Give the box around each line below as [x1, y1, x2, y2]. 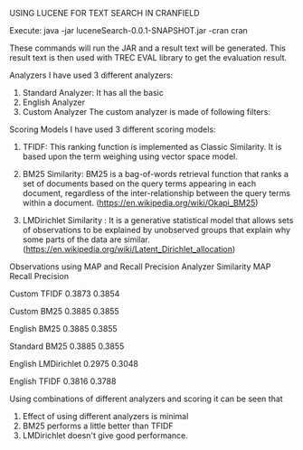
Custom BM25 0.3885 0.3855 [9, 306, 119, 316]
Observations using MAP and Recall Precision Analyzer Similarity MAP [9, 261, 271, 272]
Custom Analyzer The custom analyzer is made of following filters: [22, 107, 271, 117]
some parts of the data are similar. [22, 234, 151, 245]
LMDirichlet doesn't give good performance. [22, 430, 188, 441]
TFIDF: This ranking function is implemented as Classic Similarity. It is [22, 142, 282, 152]
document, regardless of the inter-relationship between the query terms [22, 188, 291, 198]
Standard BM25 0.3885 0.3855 [9, 341, 125, 352]
